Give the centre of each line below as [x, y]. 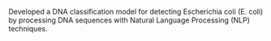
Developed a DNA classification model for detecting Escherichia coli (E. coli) [136, 12]
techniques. [28, 29]
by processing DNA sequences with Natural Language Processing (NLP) [129, 20]
